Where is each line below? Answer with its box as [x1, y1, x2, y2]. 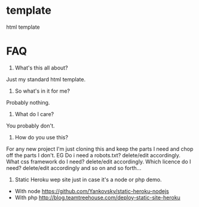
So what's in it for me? [14, 87, 71, 95]
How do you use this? [14, 133, 69, 141]
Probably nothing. [6, 99, 50, 106]
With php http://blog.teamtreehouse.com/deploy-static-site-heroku [14, 194, 180, 201]
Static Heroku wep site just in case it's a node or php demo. [14, 176, 162, 183]
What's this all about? [14, 64, 68, 71]
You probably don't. [6, 122, 55, 129]
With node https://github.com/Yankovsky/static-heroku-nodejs [14, 187, 169, 194]
